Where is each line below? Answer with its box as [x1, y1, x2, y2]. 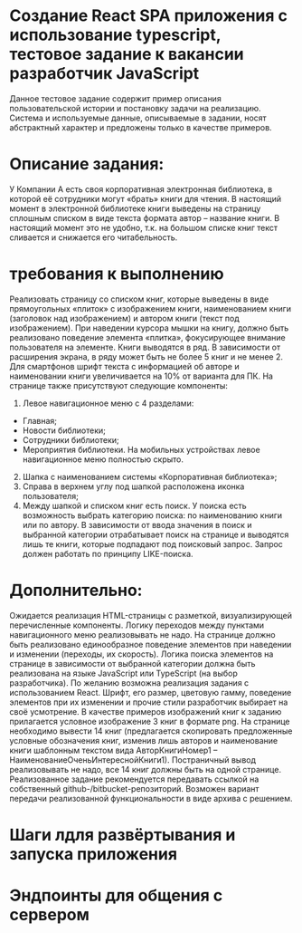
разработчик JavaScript [9, 63, 200, 84]
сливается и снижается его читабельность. [9, 232, 178, 243]
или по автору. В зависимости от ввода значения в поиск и [22, 519, 252, 530]
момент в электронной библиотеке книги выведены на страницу [9, 203, 261, 214]
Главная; [22, 415, 57, 426]
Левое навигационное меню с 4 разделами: [22, 398, 194, 409]
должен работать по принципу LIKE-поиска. [22, 548, 193, 559]
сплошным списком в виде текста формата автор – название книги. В [9, 212, 280, 223]
